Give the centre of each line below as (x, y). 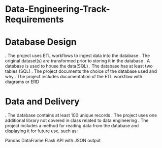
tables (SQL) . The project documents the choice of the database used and (81, 71)
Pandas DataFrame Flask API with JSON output (53, 141)
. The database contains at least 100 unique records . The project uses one (81, 115)
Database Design (41, 42)
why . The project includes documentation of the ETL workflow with (74, 77)
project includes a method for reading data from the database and (72, 126)
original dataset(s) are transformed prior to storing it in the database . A (78, 61)
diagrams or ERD (22, 82)
